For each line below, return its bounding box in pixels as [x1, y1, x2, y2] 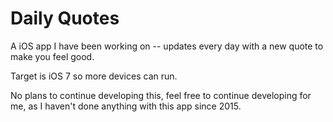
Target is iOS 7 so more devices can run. [10, 70, 178, 82]
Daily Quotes [10, 7, 120, 30]
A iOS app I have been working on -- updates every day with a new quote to [10, 40, 324, 52]
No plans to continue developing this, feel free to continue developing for [10, 89, 312, 101]
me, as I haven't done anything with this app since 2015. [10, 100, 242, 112]
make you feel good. [10, 50, 95, 62]
